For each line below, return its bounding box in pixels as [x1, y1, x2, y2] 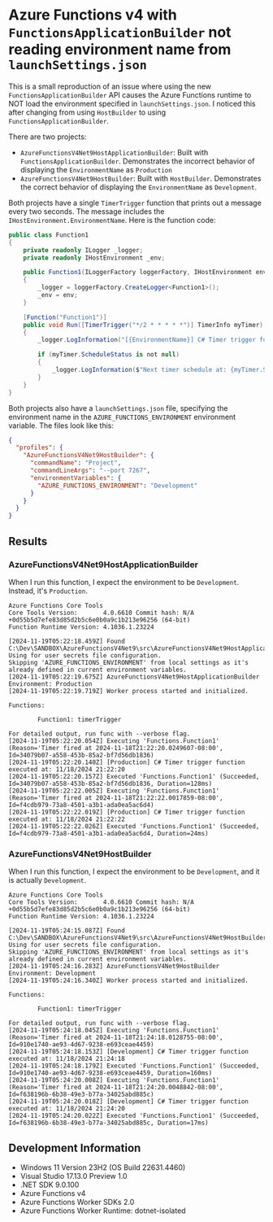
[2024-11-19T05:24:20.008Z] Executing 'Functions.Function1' [8, 1076, 220, 1085]
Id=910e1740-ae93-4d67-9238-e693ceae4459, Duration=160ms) [8, 1069, 213, 1077]
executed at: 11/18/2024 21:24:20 [8, 1105, 126, 1113]
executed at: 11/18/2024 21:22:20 [8, 765, 126, 774]
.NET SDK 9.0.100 [19, 1180, 80, 1189]
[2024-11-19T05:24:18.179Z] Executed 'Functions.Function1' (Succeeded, [8, 1062, 260, 1071]
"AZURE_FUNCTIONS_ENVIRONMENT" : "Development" [37, 482, 198, 490]
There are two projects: [8, 132, 87, 142]
